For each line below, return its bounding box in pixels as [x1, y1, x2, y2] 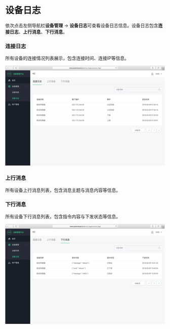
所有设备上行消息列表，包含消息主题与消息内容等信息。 [5, 187, 120, 193]
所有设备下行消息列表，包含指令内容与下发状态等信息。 [5, 213, 120, 219]
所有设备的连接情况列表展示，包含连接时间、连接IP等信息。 [5, 55, 129, 61]
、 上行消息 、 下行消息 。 [18, 28, 67, 35]
